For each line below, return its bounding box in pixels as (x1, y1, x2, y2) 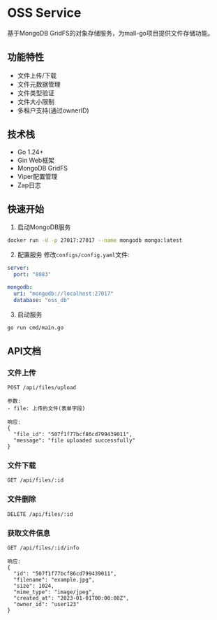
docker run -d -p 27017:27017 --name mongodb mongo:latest (7, 237, 183, 244)
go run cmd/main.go (7, 324, 64, 331)
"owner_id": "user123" (13, 601, 80, 608)
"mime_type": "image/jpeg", (13, 589, 96, 596)
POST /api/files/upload (7, 384, 77, 391)
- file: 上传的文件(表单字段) (7, 405, 86, 412)
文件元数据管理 (17, 80, 61, 88)
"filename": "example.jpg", (13, 577, 96, 584)
